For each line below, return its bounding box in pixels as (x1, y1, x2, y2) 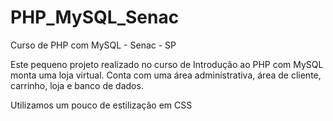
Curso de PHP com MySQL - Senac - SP (10, 39, 177, 51)
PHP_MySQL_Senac (10, 6, 180, 29)
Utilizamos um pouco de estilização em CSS (10, 99, 193, 111)
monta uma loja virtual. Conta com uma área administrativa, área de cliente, (10, 69, 322, 81)
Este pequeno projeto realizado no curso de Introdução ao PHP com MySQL (10, 58, 324, 70)
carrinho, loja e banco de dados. (10, 79, 144, 91)
